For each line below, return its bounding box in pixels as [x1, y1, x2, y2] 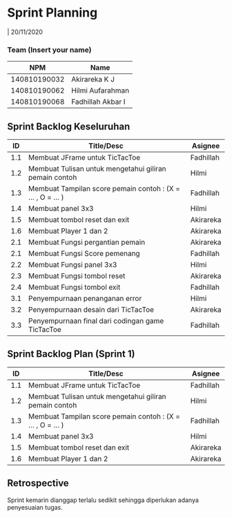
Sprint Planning [7, 5, 98, 21]
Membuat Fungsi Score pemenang [28, 249, 140, 259]
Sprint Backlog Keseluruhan [7, 120, 130, 132]
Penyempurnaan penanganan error [28, 294, 142, 304]
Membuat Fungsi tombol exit [28, 282, 121, 292]
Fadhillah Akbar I [71, 97, 126, 107]
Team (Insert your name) [7, 45, 92, 55]
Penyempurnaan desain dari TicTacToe [28, 305, 154, 315]
